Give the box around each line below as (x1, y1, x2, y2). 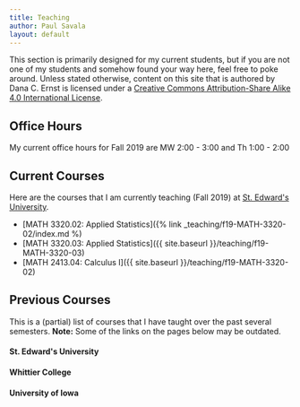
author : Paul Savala (9, 22, 87, 30)
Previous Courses (9, 292, 111, 307)
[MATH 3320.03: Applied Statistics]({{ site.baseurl (21, 238, 209, 248)
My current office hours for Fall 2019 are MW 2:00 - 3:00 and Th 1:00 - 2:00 (9, 143, 290, 153)
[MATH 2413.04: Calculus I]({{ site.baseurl (21, 257, 179, 267)
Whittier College (9, 367, 72, 377)
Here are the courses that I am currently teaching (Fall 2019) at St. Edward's (9, 192, 289, 203)
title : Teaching (9, 13, 70, 22)
